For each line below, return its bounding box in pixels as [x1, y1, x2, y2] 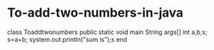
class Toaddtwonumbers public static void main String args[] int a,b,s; [7, 28, 208, 36]
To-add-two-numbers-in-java [7, 5, 184, 21]
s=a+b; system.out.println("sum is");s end [7, 35, 127, 43]
